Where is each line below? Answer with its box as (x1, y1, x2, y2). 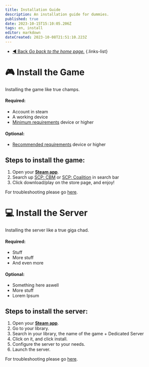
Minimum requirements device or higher (12, 119, 94, 125)
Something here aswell (12, 282, 59, 288)
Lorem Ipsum (12, 293, 39, 299)
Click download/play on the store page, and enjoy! (12, 180, 115, 185)
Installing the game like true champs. (5, 86, 80, 92)
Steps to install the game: (5, 156, 85, 164)
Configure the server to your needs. (12, 341, 85, 347)
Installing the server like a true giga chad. (5, 227, 89, 233)
